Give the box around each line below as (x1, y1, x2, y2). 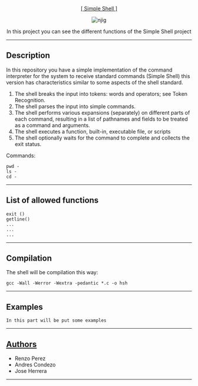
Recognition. (14, 96, 46, 103)
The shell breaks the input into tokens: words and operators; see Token (14, 90, 187, 97)
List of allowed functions (6, 195, 99, 206)
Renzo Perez (14, 355, 46, 362)
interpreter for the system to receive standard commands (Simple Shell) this (6, 72, 190, 79)
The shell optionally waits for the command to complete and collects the (14, 134, 190, 141)
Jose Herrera (14, 368, 47, 375)
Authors (6, 339, 37, 349)
